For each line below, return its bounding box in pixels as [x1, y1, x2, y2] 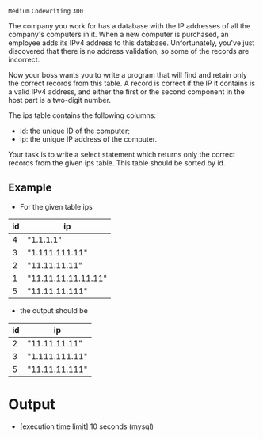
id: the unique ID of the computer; [19, 126, 131, 135]
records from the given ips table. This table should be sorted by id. [8, 158, 226, 168]
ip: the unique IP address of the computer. [19, 134, 158, 144]
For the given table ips [19, 202, 93, 211]
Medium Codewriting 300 [8, 7, 84, 15]
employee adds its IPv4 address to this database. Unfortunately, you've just [8, 38, 255, 47]
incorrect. [8, 55, 40, 64]
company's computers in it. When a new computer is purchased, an [8, 30, 230, 39]
